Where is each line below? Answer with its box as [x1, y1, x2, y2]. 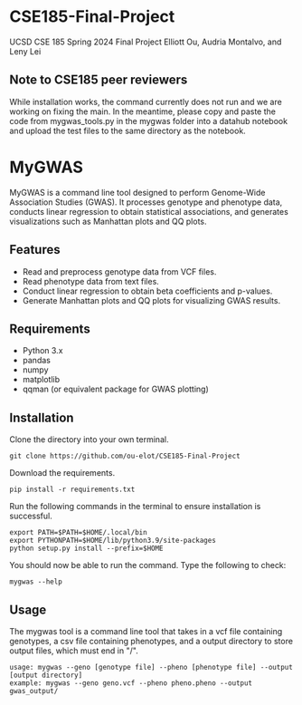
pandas [22, 355, 52, 366]
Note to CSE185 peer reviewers [9, 72, 188, 88]
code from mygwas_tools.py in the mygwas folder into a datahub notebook [9, 115, 288, 126]
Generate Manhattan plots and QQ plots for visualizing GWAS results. [22, 295, 281, 305]
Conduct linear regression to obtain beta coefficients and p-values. [22, 285, 273, 296]
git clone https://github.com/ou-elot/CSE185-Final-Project [9, 451, 241, 461]
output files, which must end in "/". [9, 645, 138, 656]
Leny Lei [9, 45, 42, 56]
